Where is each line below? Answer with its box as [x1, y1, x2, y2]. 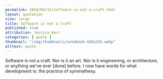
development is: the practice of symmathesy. [5, 68, 97, 74]
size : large [5, 16, 30, 21]
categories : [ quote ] [5, 35, 52, 40]
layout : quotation [5, 12, 43, 17]
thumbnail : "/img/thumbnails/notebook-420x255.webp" [5, 39, 116, 44]
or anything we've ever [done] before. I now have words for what [5, 63, 137, 69]
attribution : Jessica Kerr [5, 30, 61, 35]
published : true [5, 26, 38, 31]
